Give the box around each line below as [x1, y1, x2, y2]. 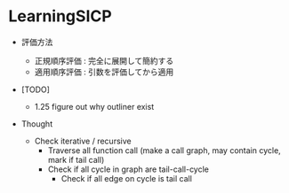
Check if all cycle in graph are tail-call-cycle [47, 164, 210, 174]
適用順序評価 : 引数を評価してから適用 [34, 66, 174, 77]
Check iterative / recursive [34, 135, 132, 146]
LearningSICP [8, 6, 112, 27]
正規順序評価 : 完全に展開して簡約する [34, 55, 174, 66]
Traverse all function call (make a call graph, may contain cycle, [47, 144, 281, 156]
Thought [20, 118, 53, 129]
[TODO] [20, 84, 51, 95]
